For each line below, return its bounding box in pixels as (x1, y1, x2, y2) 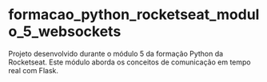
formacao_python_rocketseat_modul (8, 6, 260, 24)
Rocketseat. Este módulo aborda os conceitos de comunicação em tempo (8, 57, 251, 67)
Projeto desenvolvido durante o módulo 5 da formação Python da (8, 49, 224, 58)
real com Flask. (8, 65, 58, 75)
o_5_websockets (8, 22, 122, 41)
